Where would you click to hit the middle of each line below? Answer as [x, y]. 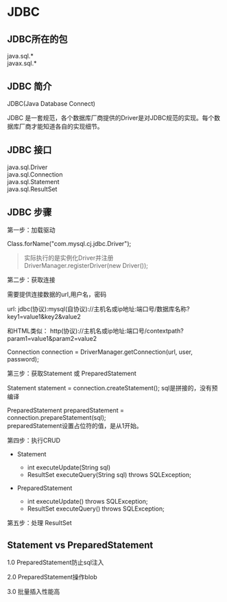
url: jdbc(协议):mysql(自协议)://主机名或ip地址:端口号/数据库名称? [98, 309]
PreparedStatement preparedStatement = [66, 410]
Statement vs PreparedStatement [80, 545]
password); [23, 359]
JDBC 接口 [29, 150]
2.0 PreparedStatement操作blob [52, 577]
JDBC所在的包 [37, 39]
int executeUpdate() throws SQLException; [87, 502]
